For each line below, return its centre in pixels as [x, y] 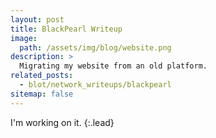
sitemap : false [42, 94]
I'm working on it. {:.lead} [62, 122]
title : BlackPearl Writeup [66, 29]
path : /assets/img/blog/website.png [95, 47]
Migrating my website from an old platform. [113, 66]
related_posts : [42, 76]
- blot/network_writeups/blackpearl [95, 85]
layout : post [37, 19]
